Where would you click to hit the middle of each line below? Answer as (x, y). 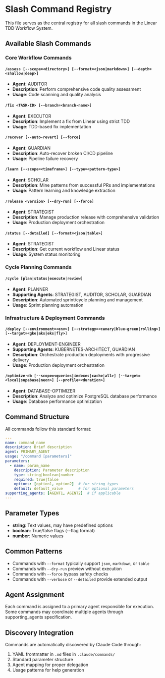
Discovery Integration (39, 633)
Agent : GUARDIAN (31, 148)
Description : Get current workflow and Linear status (66, 249)
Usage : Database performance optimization (57, 401)
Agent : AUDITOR (29, 84)
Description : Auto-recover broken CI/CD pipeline (62, 153)
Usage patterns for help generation (48, 670)
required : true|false (36, 479)
